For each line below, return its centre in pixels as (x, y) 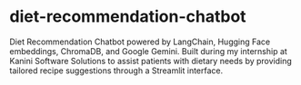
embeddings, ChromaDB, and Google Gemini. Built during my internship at (149, 51)
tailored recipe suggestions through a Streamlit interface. (116, 71)
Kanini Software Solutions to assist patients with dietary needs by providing (151, 61)
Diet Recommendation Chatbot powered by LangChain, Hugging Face (140, 42)
